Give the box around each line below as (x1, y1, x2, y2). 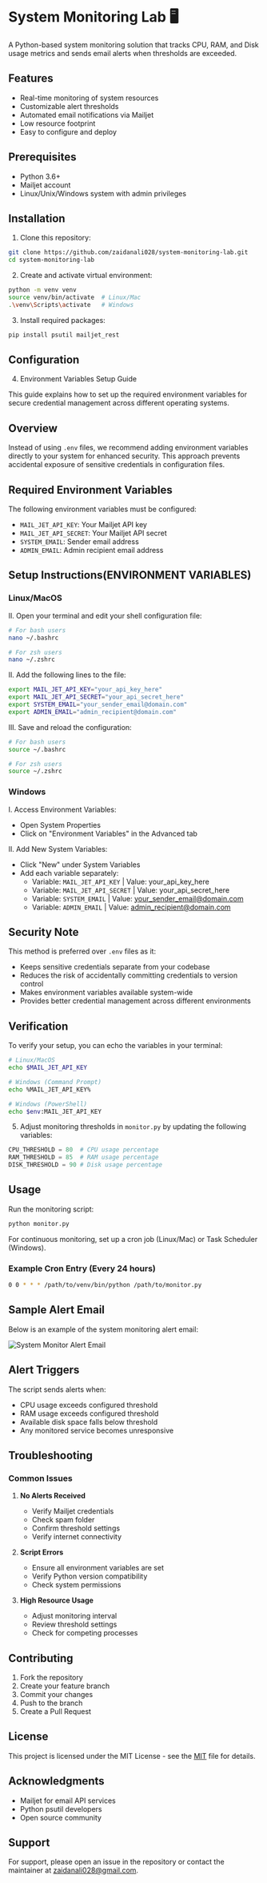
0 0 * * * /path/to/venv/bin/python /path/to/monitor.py (8, 1281, 202, 1289)
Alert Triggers (8, 1363, 80, 1377)
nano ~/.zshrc (8, 655, 56, 663)
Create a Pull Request (19, 1707, 92, 1716)
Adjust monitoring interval (31, 1611, 118, 1621)
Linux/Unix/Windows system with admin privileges (19, 188, 186, 198)
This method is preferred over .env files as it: (8, 946, 157, 956)
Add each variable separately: (19, 868, 119, 877)
